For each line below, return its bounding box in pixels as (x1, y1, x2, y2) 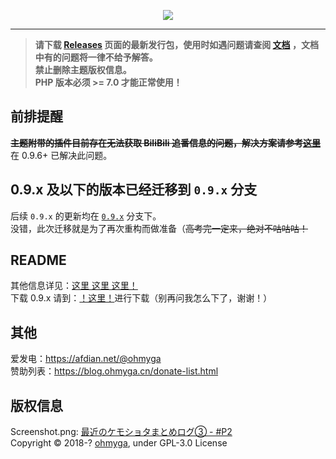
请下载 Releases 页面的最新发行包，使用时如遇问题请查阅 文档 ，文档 (34, 39, 319, 50)
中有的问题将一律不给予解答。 (34, 51, 158, 63)
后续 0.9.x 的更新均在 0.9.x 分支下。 (10, 210, 162, 222)
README (10, 252, 67, 269)
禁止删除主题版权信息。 (34, 64, 132, 75)
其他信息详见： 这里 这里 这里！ (10, 280, 138, 292)
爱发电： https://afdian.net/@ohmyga (10, 353, 162, 365)
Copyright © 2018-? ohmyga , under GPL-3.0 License (10, 437, 228, 449)
